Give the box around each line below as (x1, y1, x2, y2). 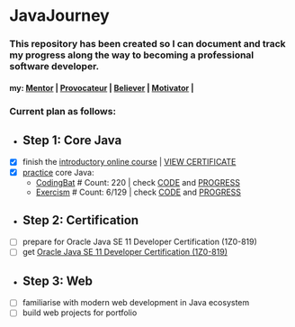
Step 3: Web (22, 273, 93, 288)
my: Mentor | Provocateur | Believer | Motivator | (9, 82, 194, 93)
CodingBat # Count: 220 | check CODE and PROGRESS (35, 177, 241, 187)
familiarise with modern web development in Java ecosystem (22, 297, 250, 308)
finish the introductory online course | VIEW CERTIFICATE (22, 157, 237, 168)
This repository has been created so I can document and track (9, 38, 286, 50)
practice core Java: (22, 167, 94, 177)
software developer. (9, 60, 100, 73)
